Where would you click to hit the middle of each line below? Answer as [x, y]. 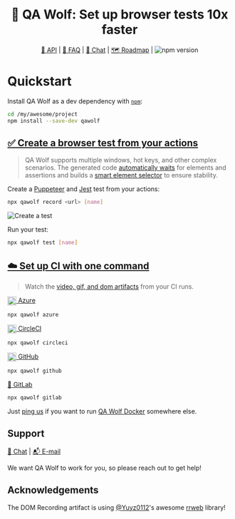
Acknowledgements [53, 490]
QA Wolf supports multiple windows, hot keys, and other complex [121, 160]
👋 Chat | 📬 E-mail [34, 451]
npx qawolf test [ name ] [43, 243]
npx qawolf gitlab [35, 398]
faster [120, 30]
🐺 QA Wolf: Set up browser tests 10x [120, 15]
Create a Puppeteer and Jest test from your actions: [84, 189]
